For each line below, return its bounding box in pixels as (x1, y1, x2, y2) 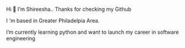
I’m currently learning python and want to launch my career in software (6, 28, 179, 36)
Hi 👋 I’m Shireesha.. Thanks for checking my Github (6, 6, 132, 12)
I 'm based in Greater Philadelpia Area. (6, 17, 100, 24)
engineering (6, 35, 35, 41)
